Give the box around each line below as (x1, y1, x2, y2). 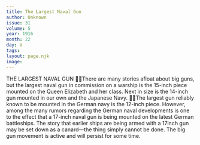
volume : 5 (6, 25, 31, 32)
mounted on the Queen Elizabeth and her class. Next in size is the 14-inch (6, 88, 189, 95)
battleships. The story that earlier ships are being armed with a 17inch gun (6, 119, 189, 127)
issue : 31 (6, 20, 31, 26)
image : (6, 58, 23, 64)
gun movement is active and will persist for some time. (6, 132, 141, 139)
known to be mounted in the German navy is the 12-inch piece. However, (6, 100, 186, 107)
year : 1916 (6, 31, 34, 37)
